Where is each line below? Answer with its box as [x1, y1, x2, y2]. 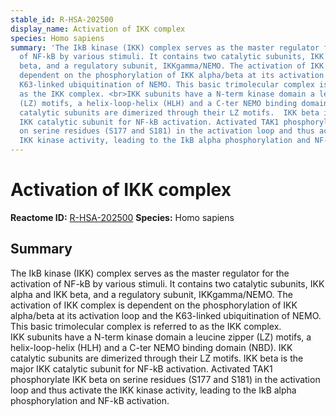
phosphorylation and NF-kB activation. [10, 394, 170, 406]
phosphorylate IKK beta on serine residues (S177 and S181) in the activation [10, 373, 321, 385]
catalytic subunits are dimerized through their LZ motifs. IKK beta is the [10, 352, 304, 364]
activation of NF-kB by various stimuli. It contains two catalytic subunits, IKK [10, 277, 325, 290]
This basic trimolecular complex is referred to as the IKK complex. [10, 320, 282, 332]
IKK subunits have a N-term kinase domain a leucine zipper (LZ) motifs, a [10, 331, 312, 343]
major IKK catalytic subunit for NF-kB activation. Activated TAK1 [10, 362, 273, 375]
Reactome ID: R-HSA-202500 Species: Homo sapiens [10, 211, 235, 223]
